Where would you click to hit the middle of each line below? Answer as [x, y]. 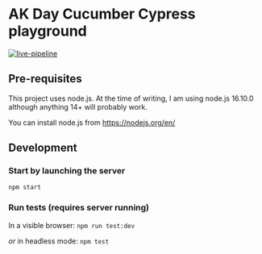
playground [48, 31]
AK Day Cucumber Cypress [102, 14]
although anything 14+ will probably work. [78, 106]
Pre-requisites [45, 79]
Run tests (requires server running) [79, 208]
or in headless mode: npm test [59, 241]
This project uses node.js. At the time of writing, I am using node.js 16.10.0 [131, 98]
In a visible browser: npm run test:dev [72, 225]
